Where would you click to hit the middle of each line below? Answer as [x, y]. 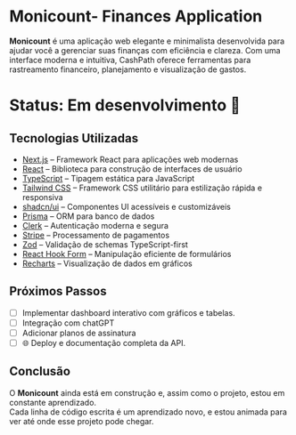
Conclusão [40, 371]
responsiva [43, 197]
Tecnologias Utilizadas [74, 138]
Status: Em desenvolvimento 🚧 [125, 105]
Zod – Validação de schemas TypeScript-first [105, 244]
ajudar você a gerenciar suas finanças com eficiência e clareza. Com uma [145, 50]
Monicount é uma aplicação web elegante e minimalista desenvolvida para [147, 41]
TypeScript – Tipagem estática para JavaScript [108, 178]
